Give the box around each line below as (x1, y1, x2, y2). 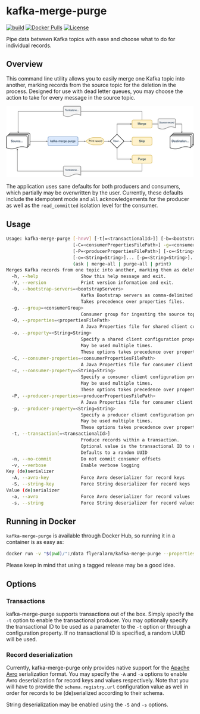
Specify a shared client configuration (80, 336, 180, 342)
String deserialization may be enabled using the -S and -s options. (6, 701, 168, 708)
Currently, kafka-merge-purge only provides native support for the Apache (6, 664, 190, 672)
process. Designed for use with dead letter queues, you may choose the (6, 88, 183, 95)
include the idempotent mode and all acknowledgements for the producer (6, 196, 189, 203)
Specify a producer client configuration (80, 412, 185, 418)
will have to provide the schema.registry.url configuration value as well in (6, 683, 189, 690)
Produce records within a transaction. (80, 437, 180, 443)
